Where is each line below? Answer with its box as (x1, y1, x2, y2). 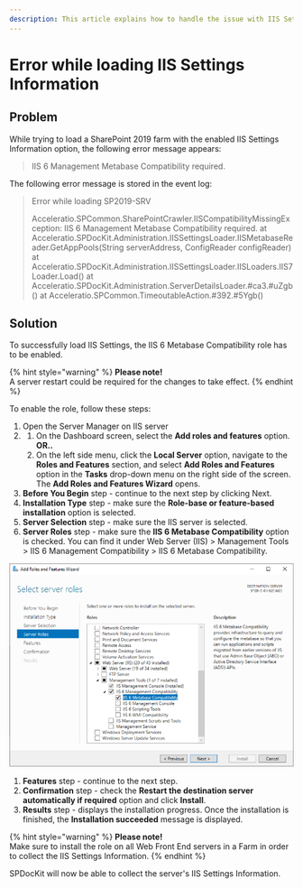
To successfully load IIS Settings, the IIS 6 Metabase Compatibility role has (9, 339, 288, 351)
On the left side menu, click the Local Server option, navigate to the (35, 449, 289, 460)
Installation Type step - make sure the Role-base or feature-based (22, 497, 275, 509)
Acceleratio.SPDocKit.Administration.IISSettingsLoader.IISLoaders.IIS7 (31, 261, 293, 272)
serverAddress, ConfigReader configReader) (125, 242, 292, 253)
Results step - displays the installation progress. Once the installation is (22, 804, 289, 815)
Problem (9, 109, 59, 125)
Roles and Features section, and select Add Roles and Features (35, 459, 275, 470)
